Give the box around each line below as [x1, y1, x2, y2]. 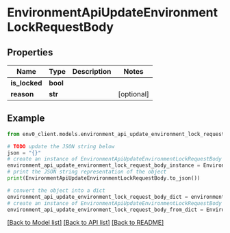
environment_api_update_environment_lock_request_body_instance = [7, 162, 201, 169]
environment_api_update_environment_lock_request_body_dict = [7, 193, 188, 200]
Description [72, 67, 112, 76]
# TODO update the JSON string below [7, 143, 115, 150]
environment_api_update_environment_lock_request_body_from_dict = [7, 206, 204, 213]
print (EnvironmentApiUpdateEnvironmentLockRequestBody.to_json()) [7, 175, 201, 182]
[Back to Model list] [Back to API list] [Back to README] [7, 219, 164, 227]
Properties [7, 46, 53, 58]
